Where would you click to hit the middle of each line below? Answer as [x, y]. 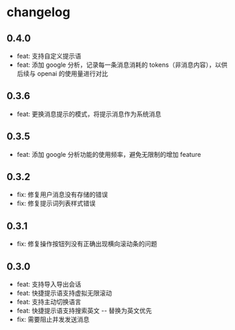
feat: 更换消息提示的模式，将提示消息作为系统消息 [89, 114]
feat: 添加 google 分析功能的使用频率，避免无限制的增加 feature [109, 154]
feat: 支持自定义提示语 [49, 56]
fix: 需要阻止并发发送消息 [53, 319]
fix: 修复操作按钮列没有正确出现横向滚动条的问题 [87, 244]
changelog [39, 12]
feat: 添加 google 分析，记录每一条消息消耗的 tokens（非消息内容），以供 [122, 65]
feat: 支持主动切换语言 [49, 302]
